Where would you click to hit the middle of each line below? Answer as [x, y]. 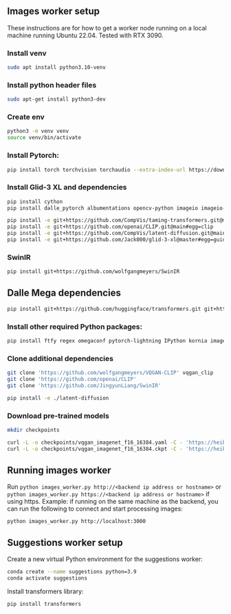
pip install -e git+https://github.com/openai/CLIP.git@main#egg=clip [110, 227]
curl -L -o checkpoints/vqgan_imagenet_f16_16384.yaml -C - [95, 442]
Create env [26, 117]
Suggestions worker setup [65, 543]
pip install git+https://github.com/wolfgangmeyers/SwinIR [93, 272]
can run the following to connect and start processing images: [95, 509]
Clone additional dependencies [60, 358]
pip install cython [35, 202]
